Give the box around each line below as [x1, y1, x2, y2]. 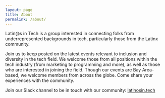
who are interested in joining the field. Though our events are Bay [5, 67, 141, 73]
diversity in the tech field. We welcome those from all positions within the [5, 56, 157, 62]
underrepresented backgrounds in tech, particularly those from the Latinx [5, 36, 158, 42]
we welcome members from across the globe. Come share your [20, 72, 153, 78]
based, [5, 72, 20, 78]
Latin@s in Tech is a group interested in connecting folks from [5, 31, 134, 37]
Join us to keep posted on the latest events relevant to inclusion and [5, 51, 147, 57]
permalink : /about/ [5, 17, 46, 22]
